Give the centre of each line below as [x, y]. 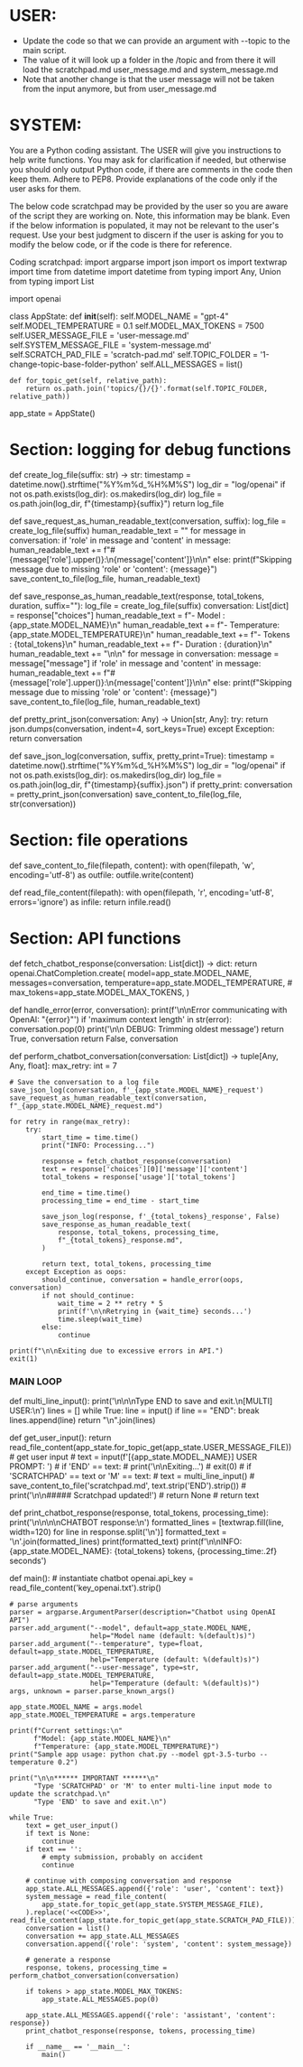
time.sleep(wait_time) [100, 1319]
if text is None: [58, 1833]
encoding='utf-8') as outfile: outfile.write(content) [102, 875]
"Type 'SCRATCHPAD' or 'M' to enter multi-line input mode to [152, 1786]
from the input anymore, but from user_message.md [119, 88]
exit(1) [24, 1359]
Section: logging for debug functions [150, 450]
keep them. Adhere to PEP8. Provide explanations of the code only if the [143, 179]
